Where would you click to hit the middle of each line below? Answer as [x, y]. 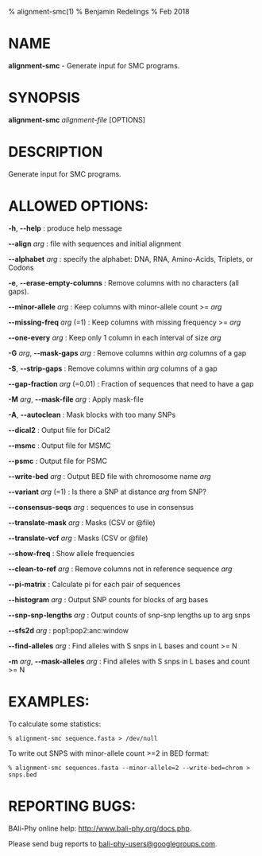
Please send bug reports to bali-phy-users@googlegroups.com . [113, 843]
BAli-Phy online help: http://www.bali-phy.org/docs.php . [100, 828]
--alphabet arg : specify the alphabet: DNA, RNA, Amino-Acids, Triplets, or [131, 259]
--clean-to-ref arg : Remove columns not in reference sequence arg [120, 569]
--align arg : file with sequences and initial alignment [95, 243]
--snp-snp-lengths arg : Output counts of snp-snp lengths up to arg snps [129, 615]
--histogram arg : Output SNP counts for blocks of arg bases [108, 599]
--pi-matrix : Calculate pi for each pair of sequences [94, 584]
